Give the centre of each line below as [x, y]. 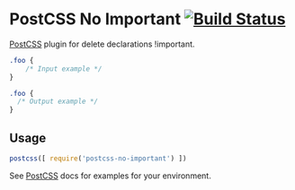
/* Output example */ [58, 102]
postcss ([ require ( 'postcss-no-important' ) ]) [98, 159]
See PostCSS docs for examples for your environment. [110, 176]
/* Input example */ [64, 69]
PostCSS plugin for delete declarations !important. [102, 44]
